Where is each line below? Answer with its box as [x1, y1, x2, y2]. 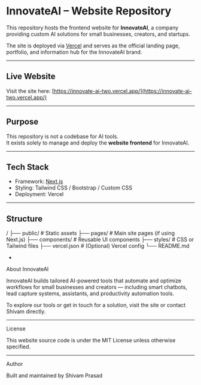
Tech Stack [6, 162, 49, 172]
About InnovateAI [6, 266, 49, 273]
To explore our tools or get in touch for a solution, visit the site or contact [6, 302, 186, 309]
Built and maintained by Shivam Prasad [6, 372, 103, 379]
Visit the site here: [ [6, 87, 54, 94]
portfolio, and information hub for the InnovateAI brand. [6, 48, 142, 55]
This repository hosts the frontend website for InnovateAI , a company [6, 24, 179, 31]
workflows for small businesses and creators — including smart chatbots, [6, 284, 187, 291]
